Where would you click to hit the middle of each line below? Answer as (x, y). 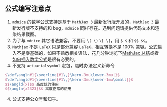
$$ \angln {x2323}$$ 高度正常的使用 (38, 89)
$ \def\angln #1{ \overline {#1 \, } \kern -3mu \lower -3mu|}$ (62, 75)
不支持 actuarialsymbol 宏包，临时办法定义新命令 (63, 65)
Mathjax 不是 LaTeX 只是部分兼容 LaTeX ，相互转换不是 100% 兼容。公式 (85, 47)
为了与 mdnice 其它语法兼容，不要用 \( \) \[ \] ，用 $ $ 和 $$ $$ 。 (81, 40)
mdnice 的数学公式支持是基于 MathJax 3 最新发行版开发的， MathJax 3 (83, 22)
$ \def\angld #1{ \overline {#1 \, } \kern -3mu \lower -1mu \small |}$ (69, 80)
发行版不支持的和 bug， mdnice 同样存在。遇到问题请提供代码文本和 (86, 28)
